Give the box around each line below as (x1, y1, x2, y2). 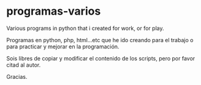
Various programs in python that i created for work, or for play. (6, 24, 164, 32)
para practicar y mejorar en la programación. (6, 43, 119, 50)
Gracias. (6, 73, 28, 80)
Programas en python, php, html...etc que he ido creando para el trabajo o (6, 36, 194, 43)
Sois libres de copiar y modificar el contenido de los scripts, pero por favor (6, 54, 195, 62)
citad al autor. (6, 61, 41, 68)
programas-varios (6, 4, 101, 18)
